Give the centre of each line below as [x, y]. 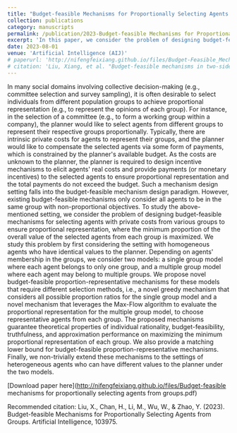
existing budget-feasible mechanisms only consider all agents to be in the [115, 199]
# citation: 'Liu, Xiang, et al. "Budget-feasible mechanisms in [105, 66]
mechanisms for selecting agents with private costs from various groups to [116, 221]
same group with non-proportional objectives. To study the [93, 206]
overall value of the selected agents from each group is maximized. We [110, 237]
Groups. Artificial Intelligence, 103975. [62, 422]
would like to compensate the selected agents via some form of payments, [116, 146]
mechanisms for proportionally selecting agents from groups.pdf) [102, 393]
